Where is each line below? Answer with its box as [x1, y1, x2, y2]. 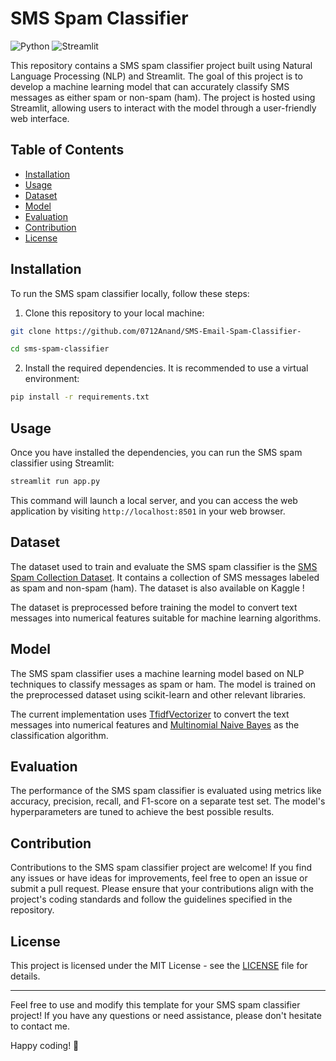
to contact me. [10, 1020, 70, 1032]
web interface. [10, 112, 70, 124]
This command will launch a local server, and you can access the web [10, 494, 298, 506]
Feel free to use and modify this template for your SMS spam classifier [10, 998, 301, 1011]
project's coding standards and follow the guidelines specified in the [10, 893, 293, 906]
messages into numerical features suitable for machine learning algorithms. [10, 612, 322, 624]
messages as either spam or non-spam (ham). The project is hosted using [10, 91, 316, 103]
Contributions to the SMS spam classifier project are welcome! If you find [10, 862, 313, 874]
